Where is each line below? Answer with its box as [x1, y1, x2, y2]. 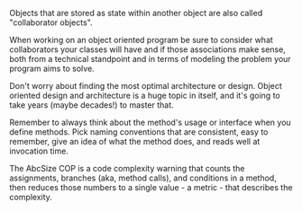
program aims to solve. [9, 63, 95, 74]
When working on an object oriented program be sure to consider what [9, 35, 273, 45]
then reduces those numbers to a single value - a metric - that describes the [9, 182, 293, 192]
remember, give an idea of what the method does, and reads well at [9, 136, 261, 146]
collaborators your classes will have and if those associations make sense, [9, 44, 286, 55]
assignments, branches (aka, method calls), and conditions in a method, [9, 172, 277, 183]
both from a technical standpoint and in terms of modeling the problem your [9, 54, 291, 64]
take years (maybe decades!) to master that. [9, 100, 174, 110]
